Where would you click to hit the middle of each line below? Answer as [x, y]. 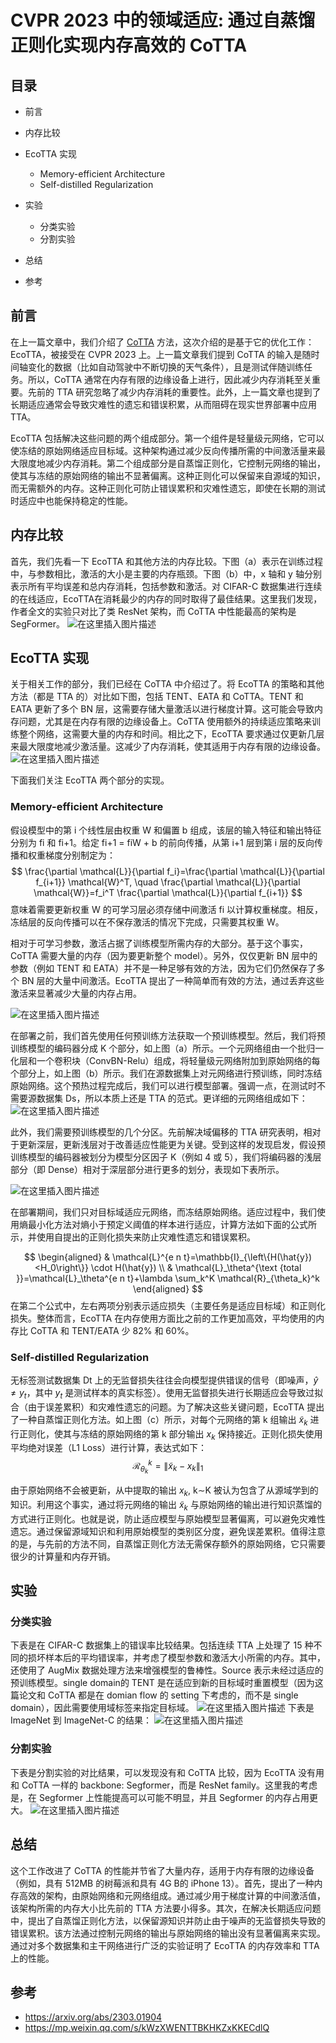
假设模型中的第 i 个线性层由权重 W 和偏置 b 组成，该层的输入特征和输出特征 [166, 830]
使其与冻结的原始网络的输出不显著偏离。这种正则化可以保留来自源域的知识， [168, 475]
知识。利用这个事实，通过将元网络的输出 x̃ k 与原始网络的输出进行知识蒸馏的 [166, 1506]
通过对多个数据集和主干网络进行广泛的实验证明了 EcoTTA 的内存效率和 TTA [165, 1945]
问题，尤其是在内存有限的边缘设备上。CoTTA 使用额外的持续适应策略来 [165, 722]
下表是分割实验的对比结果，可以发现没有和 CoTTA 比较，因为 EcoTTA [153, 1772]
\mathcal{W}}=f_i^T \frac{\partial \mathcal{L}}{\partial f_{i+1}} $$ [168, 892]
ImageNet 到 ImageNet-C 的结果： [81, 1720]
